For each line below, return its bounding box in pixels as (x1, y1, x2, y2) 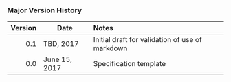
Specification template (93, 59, 166, 69)
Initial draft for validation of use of (93, 35, 203, 45)
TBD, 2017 (43, 39, 79, 49)
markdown (93, 43, 128, 53)
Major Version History (7, 6, 82, 15)
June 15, (43, 54, 72, 64)
